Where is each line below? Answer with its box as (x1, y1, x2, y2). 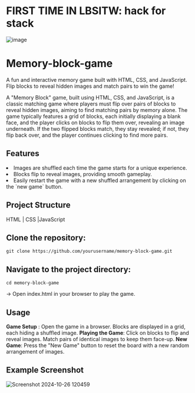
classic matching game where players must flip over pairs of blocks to (6, 100, 176, 107)
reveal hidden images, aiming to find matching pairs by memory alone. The (6, 106, 188, 113)
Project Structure (6, 200, 71, 210)
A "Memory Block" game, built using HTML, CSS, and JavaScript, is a (6, 94, 175, 101)
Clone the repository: (6, 233, 86, 243)
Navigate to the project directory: (6, 264, 131, 275)
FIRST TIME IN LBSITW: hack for (6, 4, 166, 18)
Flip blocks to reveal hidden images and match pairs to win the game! (6, 82, 175, 90)
